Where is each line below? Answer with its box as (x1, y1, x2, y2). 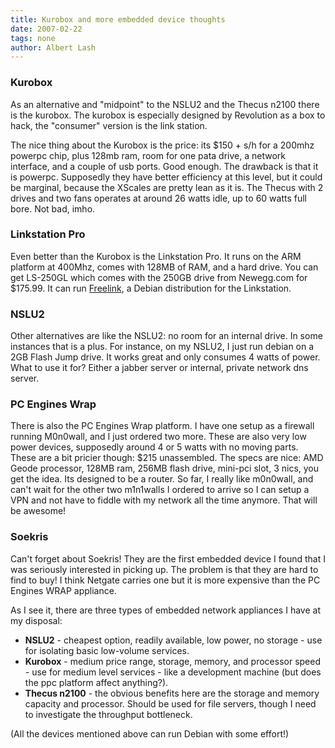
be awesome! (10, 505, 67, 517)
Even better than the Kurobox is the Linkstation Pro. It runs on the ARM (10, 250, 302, 262)
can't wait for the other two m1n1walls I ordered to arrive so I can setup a (10, 484, 310, 496)
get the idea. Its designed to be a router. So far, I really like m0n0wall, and (10, 473, 314, 485)
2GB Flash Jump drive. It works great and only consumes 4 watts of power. (10, 351, 321, 363)
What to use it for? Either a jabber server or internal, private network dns (10, 362, 309, 374)
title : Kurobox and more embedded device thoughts (10, 14, 226, 25)
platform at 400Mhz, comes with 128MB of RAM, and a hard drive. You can (10, 261, 319, 273)
